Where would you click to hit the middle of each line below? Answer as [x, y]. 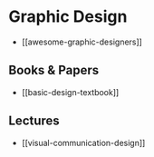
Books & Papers [54, 70]
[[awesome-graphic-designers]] [82, 42]
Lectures [34, 121]
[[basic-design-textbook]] [70, 92]
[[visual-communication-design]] [83, 142]
